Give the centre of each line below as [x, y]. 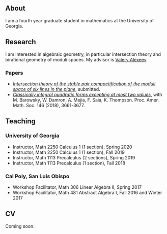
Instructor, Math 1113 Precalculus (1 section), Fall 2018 [69, 163]
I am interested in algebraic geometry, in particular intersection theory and [83, 54]
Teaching [20, 121]
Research [21, 42]
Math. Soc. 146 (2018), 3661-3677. [49, 105]
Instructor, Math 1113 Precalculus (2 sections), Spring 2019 [74, 157]
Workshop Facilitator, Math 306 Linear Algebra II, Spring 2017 [77, 187]
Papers [14, 73]
